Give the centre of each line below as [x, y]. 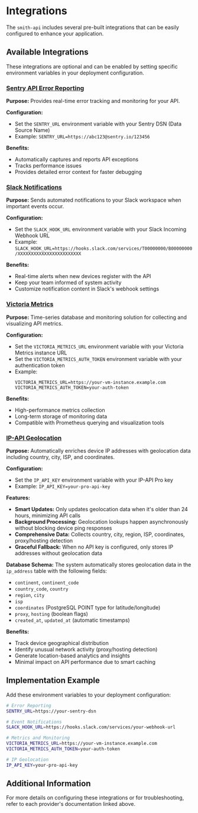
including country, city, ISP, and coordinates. [61, 457]
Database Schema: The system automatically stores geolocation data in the [99, 564]
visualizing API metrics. [35, 323]
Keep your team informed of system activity [68, 283]
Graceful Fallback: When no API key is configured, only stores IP [94, 547]
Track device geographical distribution [62, 643]
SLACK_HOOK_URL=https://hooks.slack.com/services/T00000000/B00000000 [103, 249]
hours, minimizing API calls [48, 515]
